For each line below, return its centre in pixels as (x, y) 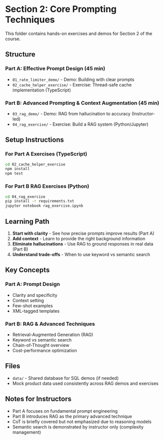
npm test (14, 174)
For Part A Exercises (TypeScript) (46, 154)
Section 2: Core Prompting (61, 9)
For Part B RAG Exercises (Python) (47, 186)
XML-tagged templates (36, 311)
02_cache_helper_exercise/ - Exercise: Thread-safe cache (72, 85)
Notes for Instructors (39, 399)
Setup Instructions (35, 140)
